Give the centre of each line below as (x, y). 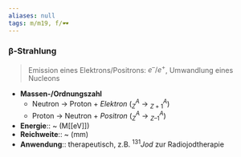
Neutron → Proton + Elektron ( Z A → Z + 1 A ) (101, 104)
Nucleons (44, 78)
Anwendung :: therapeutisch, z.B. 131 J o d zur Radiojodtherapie (122, 143)
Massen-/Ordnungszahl (61, 94)
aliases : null (32, 16)
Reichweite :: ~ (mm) (54, 135)
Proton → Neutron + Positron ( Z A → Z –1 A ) (99, 116)
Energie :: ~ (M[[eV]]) (55, 126)
